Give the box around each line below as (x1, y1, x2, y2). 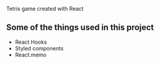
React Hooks (14, 38, 47, 46)
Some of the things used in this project (6, 22, 155, 32)
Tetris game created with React (6, 5, 84, 12)
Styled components (14, 44, 64, 52)
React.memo (14, 51, 47, 58)
